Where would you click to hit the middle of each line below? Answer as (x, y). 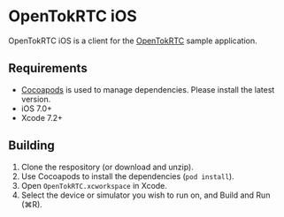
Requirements (48, 68)
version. (36, 99)
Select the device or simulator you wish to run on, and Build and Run (146, 195)
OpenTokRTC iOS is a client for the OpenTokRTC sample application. (133, 41)
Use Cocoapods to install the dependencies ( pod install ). (128, 176)
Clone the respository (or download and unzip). (107, 167)
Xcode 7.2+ (42, 117)
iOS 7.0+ (36, 108)
